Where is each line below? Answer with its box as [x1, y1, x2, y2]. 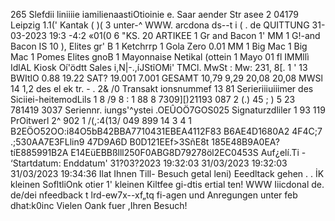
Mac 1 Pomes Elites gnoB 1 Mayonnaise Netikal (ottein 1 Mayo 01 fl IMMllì [10, 51, 310, 63]
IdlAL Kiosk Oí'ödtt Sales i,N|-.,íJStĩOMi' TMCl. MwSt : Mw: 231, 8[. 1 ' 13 [10, 62, 308, 73]
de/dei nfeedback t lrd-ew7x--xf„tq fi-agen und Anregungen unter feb [10, 189, 298, 201]
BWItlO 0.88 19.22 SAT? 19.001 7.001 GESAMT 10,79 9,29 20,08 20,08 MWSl [10, 72, 323, 84]
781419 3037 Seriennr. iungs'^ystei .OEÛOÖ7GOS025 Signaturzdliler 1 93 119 [10, 104, 326, 116]
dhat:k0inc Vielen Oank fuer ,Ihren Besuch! [10, 200, 188, 211]
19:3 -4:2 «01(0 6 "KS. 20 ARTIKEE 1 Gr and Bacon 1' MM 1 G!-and [48, 30, 321, 41]
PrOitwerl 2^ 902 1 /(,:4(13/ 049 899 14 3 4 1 [10, 115, 193, 126]
